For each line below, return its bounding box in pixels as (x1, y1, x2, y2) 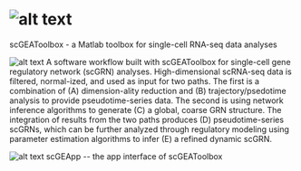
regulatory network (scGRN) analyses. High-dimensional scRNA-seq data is (9, 66, 292, 77)
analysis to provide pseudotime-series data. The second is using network (9, 95, 284, 106)
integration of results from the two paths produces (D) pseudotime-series (9, 114, 284, 125)
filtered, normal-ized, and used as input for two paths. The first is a (9, 75, 260, 86)
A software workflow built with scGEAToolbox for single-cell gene (45, 56, 292, 67)
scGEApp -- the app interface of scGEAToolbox (45, 150, 223, 162)
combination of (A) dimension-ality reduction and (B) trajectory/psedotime (9, 85, 287, 96)
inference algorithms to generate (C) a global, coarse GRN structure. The (9, 104, 282, 115)
